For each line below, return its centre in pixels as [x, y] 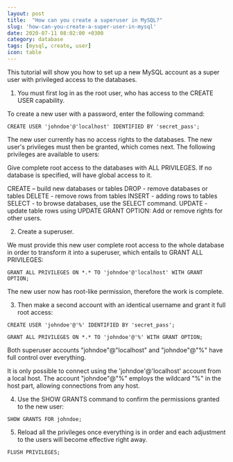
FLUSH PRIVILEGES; [34, 452]
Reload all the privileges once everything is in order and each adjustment [121, 432]
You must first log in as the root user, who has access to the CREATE [115, 93]
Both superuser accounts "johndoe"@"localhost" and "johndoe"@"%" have [115, 350]
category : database [35, 40]
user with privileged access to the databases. [72, 79]
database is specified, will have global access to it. [80, 175]
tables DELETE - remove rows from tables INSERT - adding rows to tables [112, 196]
